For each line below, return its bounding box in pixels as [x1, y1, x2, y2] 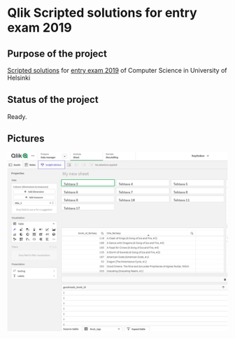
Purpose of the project [7, 48, 107, 59]
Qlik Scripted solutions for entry [7, 5, 197, 21]
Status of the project [7, 94, 99, 106]
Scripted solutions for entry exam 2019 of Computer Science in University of [7, 66, 227, 74]
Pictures [7, 133, 45, 145]
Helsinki [7, 73, 31, 82]
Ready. [7, 112, 27, 120]
